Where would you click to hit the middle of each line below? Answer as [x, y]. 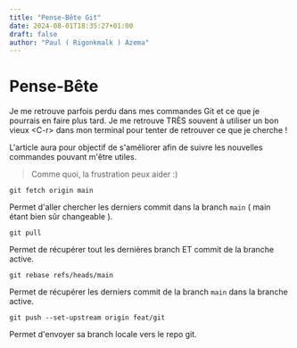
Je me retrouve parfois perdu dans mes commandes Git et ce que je [135, 112]
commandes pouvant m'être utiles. [73, 157]
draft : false [33, 34]
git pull [25, 233]
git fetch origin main [51, 191]
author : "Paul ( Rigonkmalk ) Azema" [79, 42]
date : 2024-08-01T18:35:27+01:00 [71, 26]
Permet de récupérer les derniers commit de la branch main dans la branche [148, 292]
